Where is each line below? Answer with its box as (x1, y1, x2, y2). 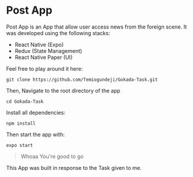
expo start (6, 142, 33, 148)
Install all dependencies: (6, 109, 65, 116)
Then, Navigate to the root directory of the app (6, 87, 121, 94)
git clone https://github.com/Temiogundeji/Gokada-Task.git (6, 77, 159, 83)
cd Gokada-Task (6, 99, 44, 105)
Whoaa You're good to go (20, 153, 84, 160)
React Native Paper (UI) (14, 53, 73, 61)
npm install (6, 120, 36, 127)
